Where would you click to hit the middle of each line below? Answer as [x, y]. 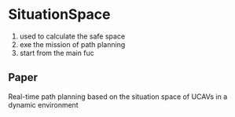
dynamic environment [43, 104]
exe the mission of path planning [72, 44]
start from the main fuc [57, 53]
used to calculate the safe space [72, 36]
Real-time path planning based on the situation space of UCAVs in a [118, 97]
